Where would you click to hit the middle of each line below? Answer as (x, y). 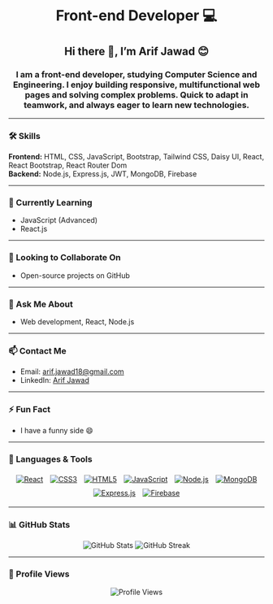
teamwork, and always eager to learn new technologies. (136, 105)
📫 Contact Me (37, 350)
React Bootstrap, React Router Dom (68, 165)
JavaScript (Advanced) (59, 220)
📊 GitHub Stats (39, 524)
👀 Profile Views (39, 574)
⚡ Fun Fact (30, 410)
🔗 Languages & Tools (50, 458)
